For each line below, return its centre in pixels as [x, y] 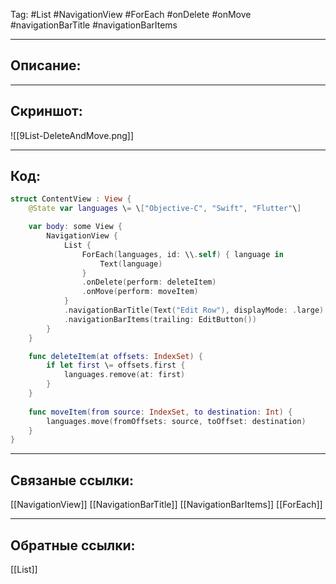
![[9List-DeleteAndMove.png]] [72, 135]
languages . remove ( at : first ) [124, 375]
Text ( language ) [131, 264]
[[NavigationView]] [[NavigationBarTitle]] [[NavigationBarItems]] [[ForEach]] [166, 505]
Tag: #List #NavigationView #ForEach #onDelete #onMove [131, 14]
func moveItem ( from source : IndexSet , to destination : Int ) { [160, 412]
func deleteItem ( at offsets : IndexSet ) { [115, 356]
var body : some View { [75, 227]
